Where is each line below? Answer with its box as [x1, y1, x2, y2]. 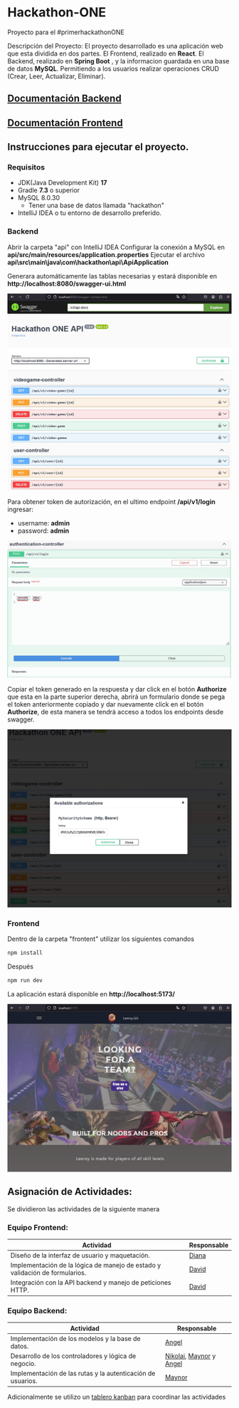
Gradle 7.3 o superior [17, 186, 80, 194]
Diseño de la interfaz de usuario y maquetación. [10, 1251, 151, 1259]
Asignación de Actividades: [7, 1186, 133, 1198]
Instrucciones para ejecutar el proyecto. [7, 141, 189, 153]
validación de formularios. [10, 1268, 87, 1277]
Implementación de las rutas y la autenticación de [10, 1369, 156, 1378]
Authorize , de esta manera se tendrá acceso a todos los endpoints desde [7, 707, 224, 716]
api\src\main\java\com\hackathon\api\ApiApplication [7, 258, 169, 266]
